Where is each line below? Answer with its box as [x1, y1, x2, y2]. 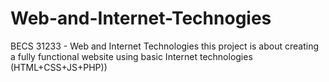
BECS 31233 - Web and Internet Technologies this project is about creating [10, 40, 320, 52]
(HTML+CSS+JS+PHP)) [10, 61, 108, 73]
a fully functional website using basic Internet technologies [10, 50, 253, 62]
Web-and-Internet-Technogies [10, 7, 272, 30]
